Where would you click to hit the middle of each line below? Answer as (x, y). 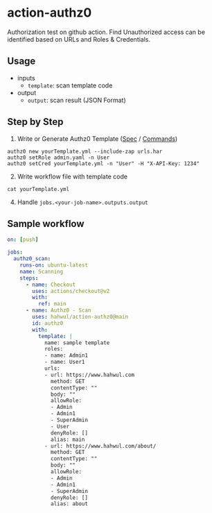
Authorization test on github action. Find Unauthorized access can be (106, 32)
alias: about (70, 504)
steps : (29, 278)
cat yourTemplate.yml (38, 189)
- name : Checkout (51, 285)
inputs (26, 78)
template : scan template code (70, 85)
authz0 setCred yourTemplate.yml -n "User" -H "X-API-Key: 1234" (103, 163)
